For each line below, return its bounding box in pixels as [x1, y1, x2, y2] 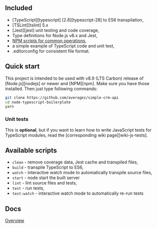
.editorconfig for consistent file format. [12, 48, 90, 54]
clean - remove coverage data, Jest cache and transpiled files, [12, 159, 138, 165]
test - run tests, [12, 185, 45, 191]
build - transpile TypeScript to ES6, [12, 164, 84, 170]
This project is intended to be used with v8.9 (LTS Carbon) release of [5, 75, 144, 81]
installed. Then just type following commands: [5, 86, 98, 91]
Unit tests [5, 116, 29, 123]
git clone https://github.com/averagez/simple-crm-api [5, 95, 119, 100]
